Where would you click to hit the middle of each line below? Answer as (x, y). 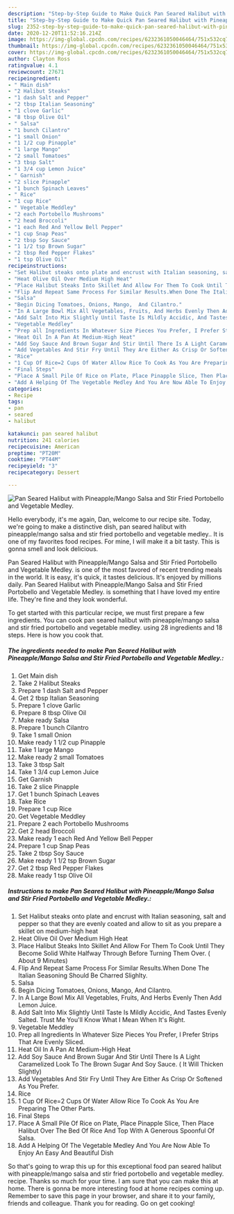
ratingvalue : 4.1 (33, 65)
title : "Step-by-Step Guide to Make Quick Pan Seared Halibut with (108, 20)
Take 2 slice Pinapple (48, 786)
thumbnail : (24, 46)
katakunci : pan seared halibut (53, 433)
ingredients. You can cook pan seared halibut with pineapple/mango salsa (114, 620)
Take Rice (32, 801)
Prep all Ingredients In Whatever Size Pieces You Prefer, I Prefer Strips (118, 1035)
